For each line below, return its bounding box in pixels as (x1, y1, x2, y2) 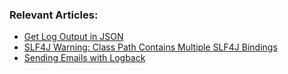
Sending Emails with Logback (23, 52, 146, 64)
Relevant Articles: (9, 8, 99, 22)
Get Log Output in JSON (23, 31, 124, 43)
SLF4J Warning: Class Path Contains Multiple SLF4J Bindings (23, 41, 278, 53)
